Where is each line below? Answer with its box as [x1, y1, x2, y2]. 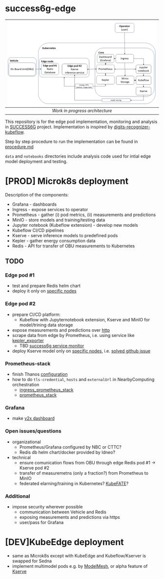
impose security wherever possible [12, 504, 83, 509]
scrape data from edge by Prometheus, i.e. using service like [12, 332, 135, 338]
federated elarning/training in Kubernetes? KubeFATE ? [19, 481, 129, 486]
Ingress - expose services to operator [12, 206, 88, 212]
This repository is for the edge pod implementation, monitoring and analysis [5, 119, 158, 124]
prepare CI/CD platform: [12, 312, 61, 317]
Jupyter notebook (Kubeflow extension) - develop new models [12, 222, 138, 228]
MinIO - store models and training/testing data [12, 217, 105, 223]
